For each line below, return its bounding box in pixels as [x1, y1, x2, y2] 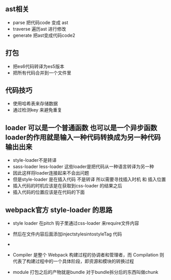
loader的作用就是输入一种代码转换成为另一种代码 [5, 133, 161, 142]
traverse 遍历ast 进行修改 [12, 26, 67, 32]
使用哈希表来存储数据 [12, 100, 58, 106]
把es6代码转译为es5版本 [12, 63, 65, 69]
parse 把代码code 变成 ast [12, 19, 68, 26]
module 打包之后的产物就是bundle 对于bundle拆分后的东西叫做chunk [12, 269, 159, 275]
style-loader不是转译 [12, 157, 57, 163]
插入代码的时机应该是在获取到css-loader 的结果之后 [12, 183, 122, 189]
